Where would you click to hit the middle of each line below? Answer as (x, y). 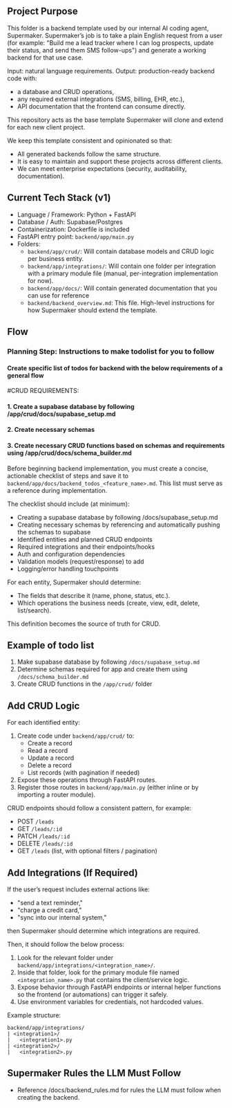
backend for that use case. (45, 57)
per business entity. (56, 258)
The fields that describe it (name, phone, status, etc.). (94, 595)
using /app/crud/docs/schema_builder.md (70, 453)
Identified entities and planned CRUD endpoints (85, 539)
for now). (40, 280)
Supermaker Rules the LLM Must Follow (94, 1073)
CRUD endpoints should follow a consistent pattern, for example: (99, 808)
